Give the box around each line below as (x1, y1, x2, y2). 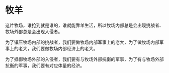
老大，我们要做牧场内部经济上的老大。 (18, 45, 98, 51)
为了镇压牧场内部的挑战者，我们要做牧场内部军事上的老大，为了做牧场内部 (5, 39, 159, 45)
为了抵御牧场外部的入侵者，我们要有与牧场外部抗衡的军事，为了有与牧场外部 (5, 56, 164, 62)
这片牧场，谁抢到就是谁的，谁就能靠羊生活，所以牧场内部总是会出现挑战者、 (5, 22, 164, 28)
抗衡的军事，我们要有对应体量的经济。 (5, 62, 84, 68)
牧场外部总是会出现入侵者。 (5, 28, 63, 34)
